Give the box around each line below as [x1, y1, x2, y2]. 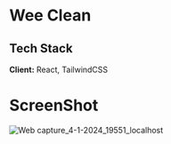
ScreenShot [9, 95, 99, 116]
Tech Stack [9, 41, 73, 56]
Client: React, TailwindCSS [9, 64, 109, 75]
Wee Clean [9, 5, 92, 26]
